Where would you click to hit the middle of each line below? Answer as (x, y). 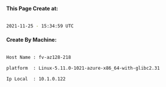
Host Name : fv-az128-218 (38, 58)
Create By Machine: (32, 39)
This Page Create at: (32, 8)
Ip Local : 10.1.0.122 (36, 79)
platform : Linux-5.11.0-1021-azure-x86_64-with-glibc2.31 (83, 69)
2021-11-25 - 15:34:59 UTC (40, 26)
